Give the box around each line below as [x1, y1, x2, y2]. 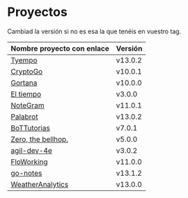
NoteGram [10, 100, 45, 110]
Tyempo [10, 55, 38, 65]
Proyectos [7, 4, 68, 20]
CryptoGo [10, 67, 43, 76]
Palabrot [10, 112, 38, 122]
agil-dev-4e [10, 145, 52, 155]
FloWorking [10, 157, 48, 167]
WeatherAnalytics [10, 179, 69, 189]
